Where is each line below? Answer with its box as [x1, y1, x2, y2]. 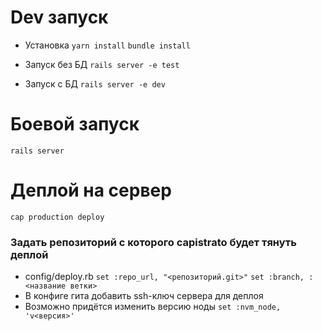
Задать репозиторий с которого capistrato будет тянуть [10, 235, 297, 249]
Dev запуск [10, 6, 109, 29]
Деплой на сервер [10, 179, 172, 202]
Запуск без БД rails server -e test [24, 58, 180, 70]
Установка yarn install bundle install [24, 39, 191, 51]
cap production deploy [10, 212, 105, 222]
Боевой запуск [10, 113, 140, 136]
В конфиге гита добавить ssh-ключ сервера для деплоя [24, 290, 264, 302]
